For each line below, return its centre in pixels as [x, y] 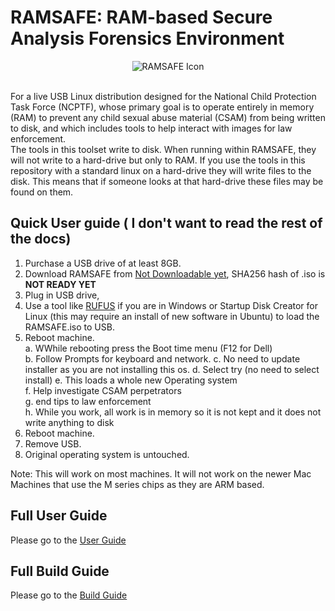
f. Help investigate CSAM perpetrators [103, 390]
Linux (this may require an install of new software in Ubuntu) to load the [172, 316]
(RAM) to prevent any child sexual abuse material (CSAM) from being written [168, 117]
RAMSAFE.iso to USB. [69, 327]
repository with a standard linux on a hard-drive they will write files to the [161, 170]
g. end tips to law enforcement [88, 401]
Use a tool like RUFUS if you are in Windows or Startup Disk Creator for [171, 305]
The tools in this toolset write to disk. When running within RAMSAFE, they [163, 149]
